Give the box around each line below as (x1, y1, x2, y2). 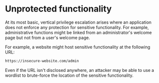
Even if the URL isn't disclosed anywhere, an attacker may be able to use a (5, 67, 154, 73)
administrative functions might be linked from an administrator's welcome (5, 29, 152, 35)
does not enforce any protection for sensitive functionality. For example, (5, 24, 149, 30)
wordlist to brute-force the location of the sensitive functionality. (5, 72, 134, 78)
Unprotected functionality (5, 3, 112, 14)
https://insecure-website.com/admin (5, 58, 79, 63)
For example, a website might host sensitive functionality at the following (5, 44, 150, 50)
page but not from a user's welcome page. (5, 35, 90, 41)
